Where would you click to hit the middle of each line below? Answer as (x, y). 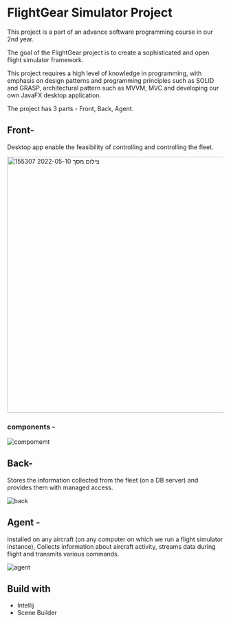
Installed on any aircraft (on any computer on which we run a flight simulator (115, 539)
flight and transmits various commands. (63, 554)
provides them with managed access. (60, 487)
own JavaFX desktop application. (54, 95)
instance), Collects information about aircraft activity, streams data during (111, 546)
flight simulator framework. (45, 59)
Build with (29, 589)
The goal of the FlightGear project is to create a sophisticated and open (108, 52)
